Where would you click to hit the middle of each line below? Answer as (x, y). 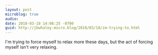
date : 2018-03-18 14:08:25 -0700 (39, 23)
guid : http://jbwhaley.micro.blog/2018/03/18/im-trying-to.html (73, 28)
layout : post (19, 10)
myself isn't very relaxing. (31, 47)
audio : (12, 19)
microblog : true (22, 14)
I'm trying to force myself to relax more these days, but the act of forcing (79, 42)
